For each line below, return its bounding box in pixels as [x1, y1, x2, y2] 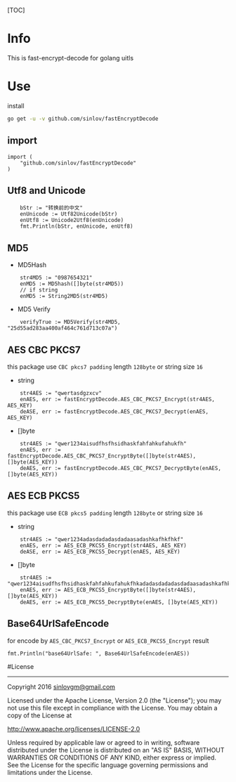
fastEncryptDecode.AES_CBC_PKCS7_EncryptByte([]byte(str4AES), [7, 452, 197, 460]
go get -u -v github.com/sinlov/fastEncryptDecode [7, 115, 159, 122]
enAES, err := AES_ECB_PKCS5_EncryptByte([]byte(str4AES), [20, 586, 197, 593]
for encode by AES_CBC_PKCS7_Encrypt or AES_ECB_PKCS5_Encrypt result [7, 636, 209, 645]
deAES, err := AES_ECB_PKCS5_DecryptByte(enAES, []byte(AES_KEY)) [20, 599, 218, 606]
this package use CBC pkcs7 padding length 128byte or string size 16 [7, 363, 203, 371]
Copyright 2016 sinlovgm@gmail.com [7, 682, 116, 691]
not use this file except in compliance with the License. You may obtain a [7, 703, 218, 712]
